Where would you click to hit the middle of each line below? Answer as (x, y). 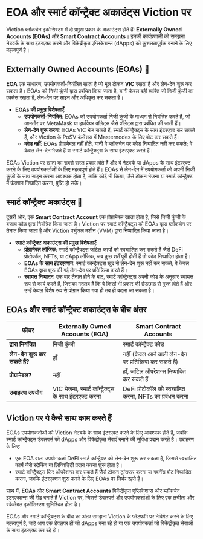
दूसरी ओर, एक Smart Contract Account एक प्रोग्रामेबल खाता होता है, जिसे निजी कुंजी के (96, 217)
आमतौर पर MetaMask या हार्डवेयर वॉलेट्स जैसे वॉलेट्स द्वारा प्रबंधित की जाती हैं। (102, 123)
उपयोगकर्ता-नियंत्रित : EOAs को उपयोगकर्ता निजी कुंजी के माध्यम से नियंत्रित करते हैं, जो (107, 116)
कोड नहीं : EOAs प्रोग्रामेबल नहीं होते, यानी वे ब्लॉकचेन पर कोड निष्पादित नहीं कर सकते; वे (108, 143)
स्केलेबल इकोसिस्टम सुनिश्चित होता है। (43, 505)
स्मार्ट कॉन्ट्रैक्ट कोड (143, 344)
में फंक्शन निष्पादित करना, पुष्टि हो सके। (44, 183)
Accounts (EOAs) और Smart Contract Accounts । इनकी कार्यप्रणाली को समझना (96, 36)
